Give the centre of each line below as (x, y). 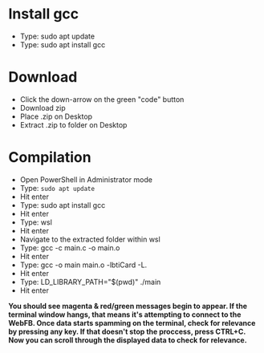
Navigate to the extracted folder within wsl (90, 239)
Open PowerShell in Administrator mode (86, 179)
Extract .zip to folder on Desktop (73, 124)
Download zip (43, 108)
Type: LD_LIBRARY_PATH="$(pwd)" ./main (90, 282)
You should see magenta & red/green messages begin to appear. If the (128, 306)
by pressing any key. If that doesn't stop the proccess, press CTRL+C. (127, 331)
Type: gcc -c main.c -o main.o (70, 248)
